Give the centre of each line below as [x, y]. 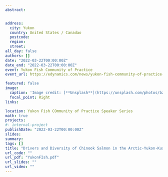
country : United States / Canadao [45, 32]
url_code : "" [19, 153]
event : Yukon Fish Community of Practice [49, 70]
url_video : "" [20, 167]
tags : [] [14, 143]
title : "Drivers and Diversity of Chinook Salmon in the [66, 148]
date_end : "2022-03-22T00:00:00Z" [41, 65]
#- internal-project [27, 125]
